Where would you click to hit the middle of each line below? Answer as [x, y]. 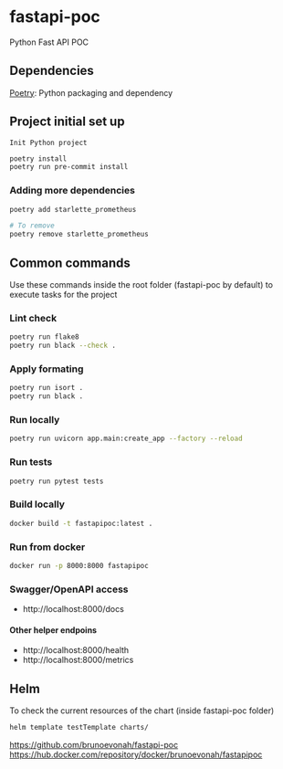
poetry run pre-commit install [69, 167]
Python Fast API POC [49, 42]
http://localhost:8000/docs [73, 609]
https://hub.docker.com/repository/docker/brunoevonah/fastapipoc [136, 754]
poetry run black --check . [63, 346]
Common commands [70, 263]
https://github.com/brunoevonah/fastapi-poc [94, 745]
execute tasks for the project [63, 295]
